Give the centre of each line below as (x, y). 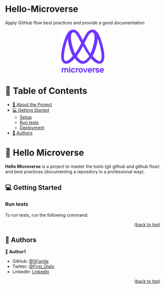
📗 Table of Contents (46, 91)
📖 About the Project (32, 104)
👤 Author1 (16, 252)
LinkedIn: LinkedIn (31, 272)
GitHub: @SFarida (30, 261)
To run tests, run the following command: (47, 215)
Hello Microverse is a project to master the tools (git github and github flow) (82, 166)
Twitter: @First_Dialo (33, 266)
